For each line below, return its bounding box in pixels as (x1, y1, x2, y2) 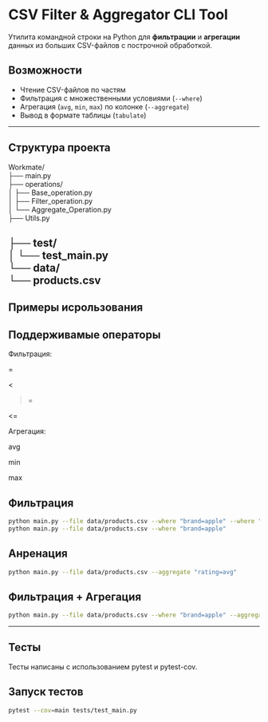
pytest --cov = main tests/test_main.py (8, 706, 137, 714)
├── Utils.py (8, 213, 50, 223)
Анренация (8, 547, 68, 561)
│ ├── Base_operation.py (8, 188, 93, 197)
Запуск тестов (8, 685, 84, 699)
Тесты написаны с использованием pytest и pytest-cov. (8, 661, 198, 672)
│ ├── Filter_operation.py (8, 196, 93, 205)
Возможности (8, 64, 82, 77)
